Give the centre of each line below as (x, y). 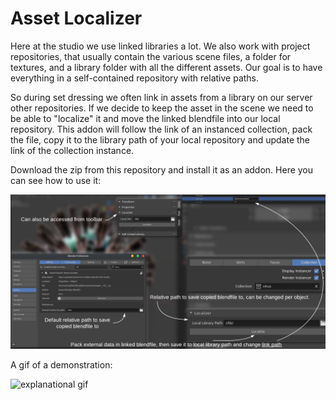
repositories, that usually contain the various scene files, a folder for (151, 56)
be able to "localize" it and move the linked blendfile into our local (145, 118)
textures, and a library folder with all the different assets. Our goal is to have (166, 67)
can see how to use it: (56, 180)
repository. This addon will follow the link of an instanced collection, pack (161, 129)
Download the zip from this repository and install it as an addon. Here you (162, 169)
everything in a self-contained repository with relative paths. (135, 78)
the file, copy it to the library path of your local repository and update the (160, 139)
